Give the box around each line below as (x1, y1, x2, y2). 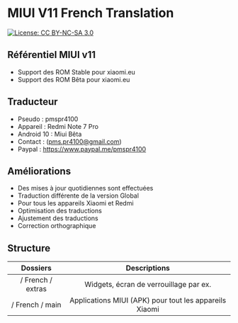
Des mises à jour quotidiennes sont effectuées (17, 184, 154, 193)
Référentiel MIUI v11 (7, 49, 96, 61)
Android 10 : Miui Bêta (17, 130, 82, 138)
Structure (7, 242, 51, 254)
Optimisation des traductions (17, 207, 103, 215)
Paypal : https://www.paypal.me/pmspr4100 (17, 144, 147, 153)
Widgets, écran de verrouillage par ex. (84, 280, 211, 290)
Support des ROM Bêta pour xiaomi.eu (17, 75, 130, 84)
